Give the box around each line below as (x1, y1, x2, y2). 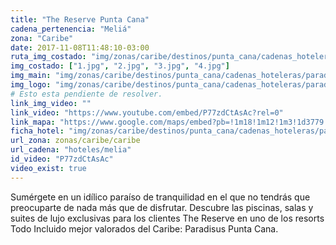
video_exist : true (10, 163, 87, 173)
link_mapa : (10, 117, 56, 127)
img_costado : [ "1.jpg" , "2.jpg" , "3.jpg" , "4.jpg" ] (10, 61, 230, 71)
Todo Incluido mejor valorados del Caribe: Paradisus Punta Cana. (10, 222, 279, 235)
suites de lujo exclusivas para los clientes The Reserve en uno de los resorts (10, 212, 325, 224)
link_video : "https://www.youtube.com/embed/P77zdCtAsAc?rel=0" (10, 107, 284, 118)
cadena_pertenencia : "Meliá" (10, 24, 132, 34)
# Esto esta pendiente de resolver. (10, 89, 163, 99)
